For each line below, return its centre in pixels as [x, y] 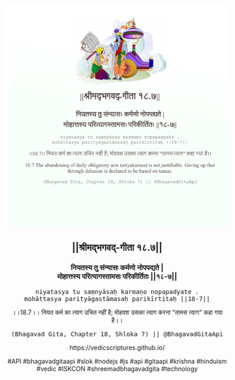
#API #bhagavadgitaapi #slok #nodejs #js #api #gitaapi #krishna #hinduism [117, 361]
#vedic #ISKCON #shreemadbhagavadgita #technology [117, 369]
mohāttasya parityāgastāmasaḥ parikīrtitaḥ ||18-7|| [117, 299]
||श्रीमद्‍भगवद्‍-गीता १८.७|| [117, 248]
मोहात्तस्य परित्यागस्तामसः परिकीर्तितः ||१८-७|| [117, 276]
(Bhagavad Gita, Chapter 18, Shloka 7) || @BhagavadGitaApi [117, 334]
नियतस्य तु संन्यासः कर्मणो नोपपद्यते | [117, 268]
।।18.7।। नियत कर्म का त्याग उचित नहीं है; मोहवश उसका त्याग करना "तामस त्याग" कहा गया [117, 312]
